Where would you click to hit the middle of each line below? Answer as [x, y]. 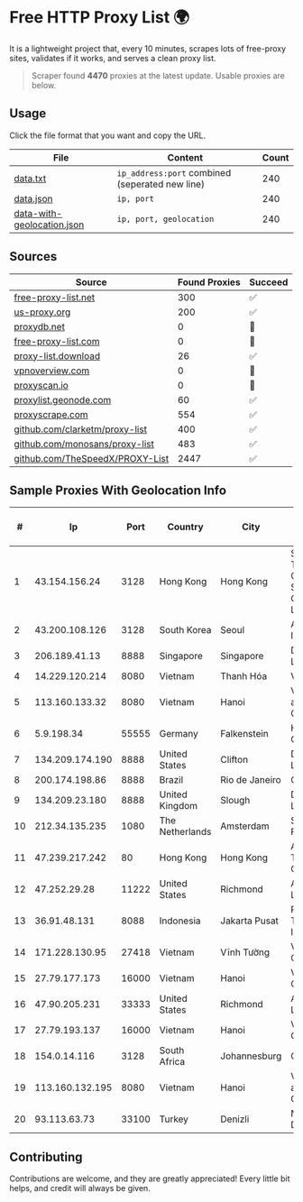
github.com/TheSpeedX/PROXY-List [92, 458]
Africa [172, 1062]
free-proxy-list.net [55, 297]
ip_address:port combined [174, 172]
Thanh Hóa [244, 676]
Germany [179, 734]
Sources [33, 257]
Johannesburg [251, 1056]
